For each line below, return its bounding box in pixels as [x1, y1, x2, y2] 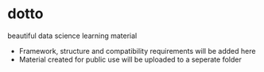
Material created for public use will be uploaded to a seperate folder [18, 55, 242, 64]
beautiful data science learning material [7, 31, 138, 40]
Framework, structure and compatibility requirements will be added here [18, 46, 256, 55]
